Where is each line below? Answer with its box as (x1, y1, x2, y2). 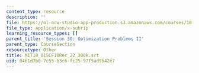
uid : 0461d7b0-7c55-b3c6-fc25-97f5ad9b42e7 (6, 58, 115, 64)
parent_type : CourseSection (6, 42, 76, 48)
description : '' (6, 14, 46, 20)
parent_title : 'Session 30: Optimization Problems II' (6, 36, 145, 42)
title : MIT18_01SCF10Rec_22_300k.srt (6, 52, 99, 58)
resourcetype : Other (6, 47, 57, 53)
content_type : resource (6, 8, 65, 15)
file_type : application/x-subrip (6, 25, 89, 31)
